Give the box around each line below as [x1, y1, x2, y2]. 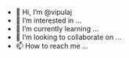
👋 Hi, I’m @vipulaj [15, 8, 73, 16]
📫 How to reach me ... [15, 42, 88, 50]
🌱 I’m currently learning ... [15, 24, 99, 33]
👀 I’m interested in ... [15, 16, 82, 25]
